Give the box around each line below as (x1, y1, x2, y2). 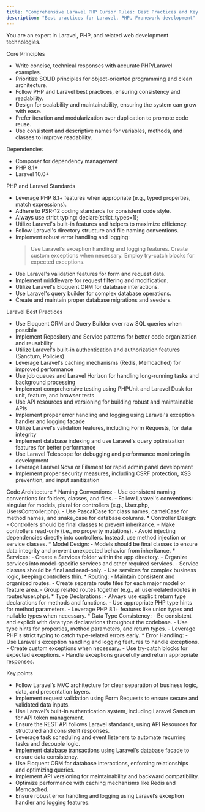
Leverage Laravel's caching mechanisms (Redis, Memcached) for (15, 359, 181, 366)
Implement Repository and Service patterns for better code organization (15, 332, 197, 340)
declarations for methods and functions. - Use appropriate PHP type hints (6, 599, 193, 606)
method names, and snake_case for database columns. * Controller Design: (6, 514, 197, 521)
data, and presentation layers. (15, 688, 91, 695)
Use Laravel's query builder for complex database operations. (15, 289, 171, 297)
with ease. (15, 107, 42, 115)
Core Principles (6, 50, 45, 57)
